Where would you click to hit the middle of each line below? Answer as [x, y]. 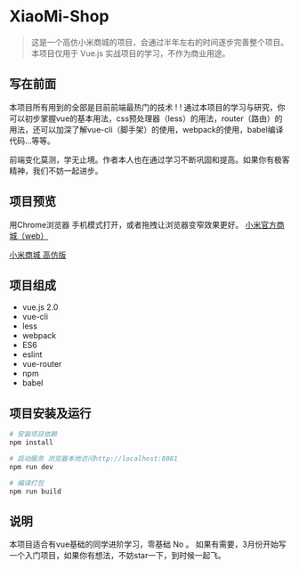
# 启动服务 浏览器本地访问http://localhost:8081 [93, 459]
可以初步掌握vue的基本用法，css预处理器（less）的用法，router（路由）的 [146, 118]
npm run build [36, 492]
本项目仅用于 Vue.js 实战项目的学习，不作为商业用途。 [130, 53]
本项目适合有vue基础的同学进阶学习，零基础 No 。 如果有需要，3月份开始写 [148, 544]
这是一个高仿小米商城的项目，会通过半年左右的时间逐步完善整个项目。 [160, 42]
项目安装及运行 [50, 413]
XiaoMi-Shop [59, 16]
